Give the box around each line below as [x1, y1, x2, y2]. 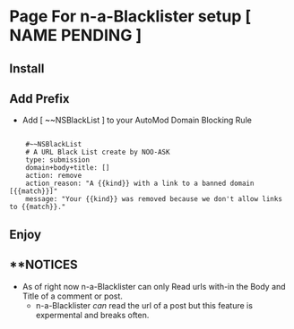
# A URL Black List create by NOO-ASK [25, 148, 170, 157]
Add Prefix [9, 91, 70, 106]
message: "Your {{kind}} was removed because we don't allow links [25, 195, 282, 204]
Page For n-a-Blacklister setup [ [9, 6, 252, 27]
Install [9, 61, 45, 76]
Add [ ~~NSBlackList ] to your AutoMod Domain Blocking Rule [22, 114, 253, 126]
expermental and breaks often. [35, 309, 150, 320]
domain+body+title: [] [25, 164, 110, 173]
